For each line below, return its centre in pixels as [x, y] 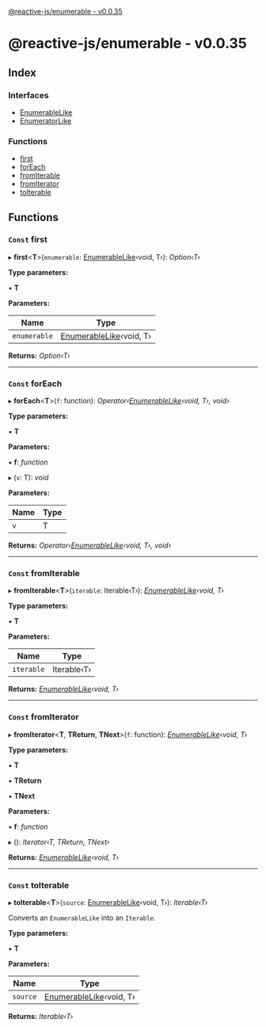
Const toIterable [39, 885]
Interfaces [28, 95]
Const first [28, 239]
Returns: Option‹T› [39, 355]
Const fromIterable [44, 574]
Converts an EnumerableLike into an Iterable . [82, 918]
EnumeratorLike [46, 120]
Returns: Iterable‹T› [41, 1017]
